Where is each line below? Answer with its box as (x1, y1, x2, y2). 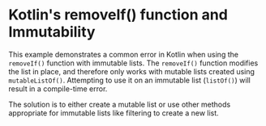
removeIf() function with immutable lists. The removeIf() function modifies (8, 58, 259, 68)
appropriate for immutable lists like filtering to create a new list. (8, 107, 219, 118)
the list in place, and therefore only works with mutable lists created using (8, 66, 255, 76)
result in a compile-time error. (8, 83, 108, 94)
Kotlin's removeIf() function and (8, 6, 229, 24)
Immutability (8, 23, 96, 41)
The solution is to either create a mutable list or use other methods (8, 99, 231, 109)
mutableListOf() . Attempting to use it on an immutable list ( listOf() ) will (8, 75, 251, 85)
